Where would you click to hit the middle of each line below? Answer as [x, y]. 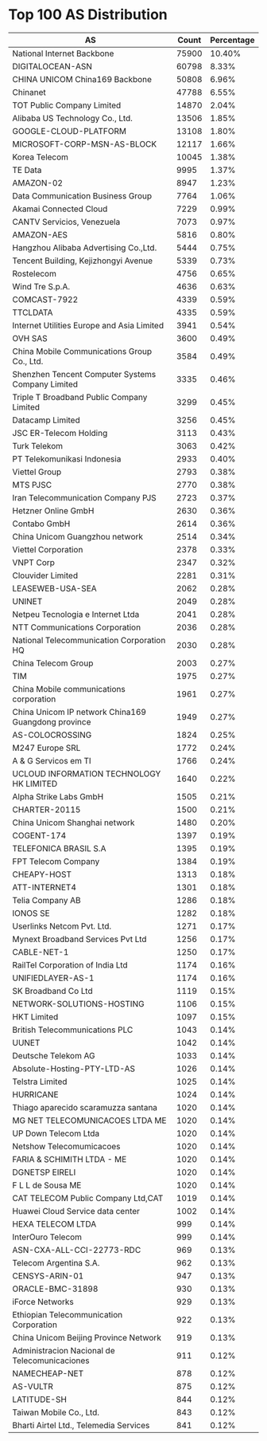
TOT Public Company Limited [67, 105]
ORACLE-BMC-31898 [55, 1289]
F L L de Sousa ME [47, 1185]
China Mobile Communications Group [82, 351]
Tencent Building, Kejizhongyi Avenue [83, 261]
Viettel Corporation [48, 549]
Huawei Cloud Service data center [76, 1211]
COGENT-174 [39, 835]
